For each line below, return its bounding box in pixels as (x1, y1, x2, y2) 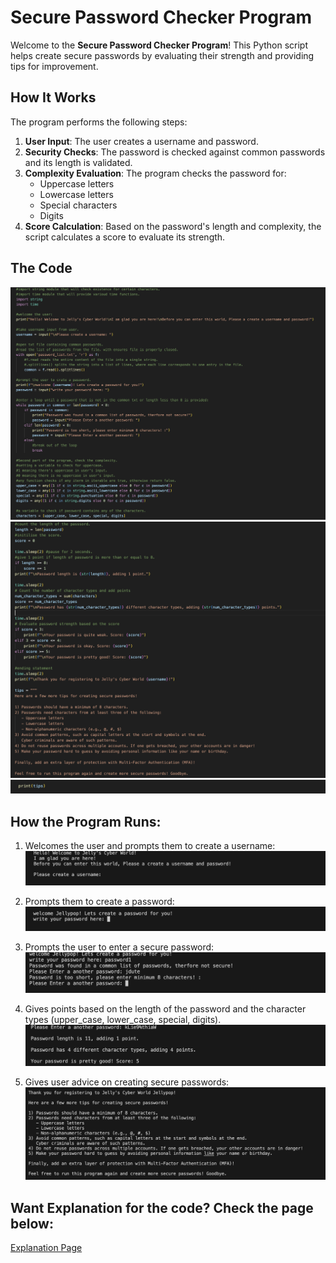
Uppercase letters (39, 177, 115, 190)
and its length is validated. (24, 156, 133, 168)
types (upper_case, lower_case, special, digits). (24, 1013, 222, 1025)
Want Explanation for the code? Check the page (10, 1199, 314, 1216)
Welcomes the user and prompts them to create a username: (24, 840, 276, 852)
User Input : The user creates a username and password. (24, 135, 259, 147)
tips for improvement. (10, 60, 99, 72)
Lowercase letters (39, 188, 114, 200)
